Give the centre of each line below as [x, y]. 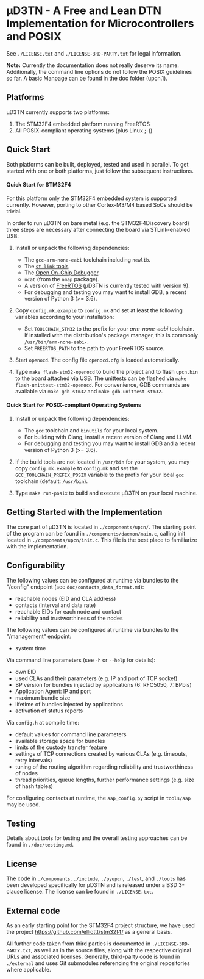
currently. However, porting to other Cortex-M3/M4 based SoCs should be [100, 204]
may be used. [23, 804]
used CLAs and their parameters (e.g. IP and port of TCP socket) [96, 678]
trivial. [14, 211]
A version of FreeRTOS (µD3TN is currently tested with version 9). [107, 285]
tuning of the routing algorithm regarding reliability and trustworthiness [104, 767]
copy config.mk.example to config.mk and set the [76, 468]
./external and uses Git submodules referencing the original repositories [98, 963]
